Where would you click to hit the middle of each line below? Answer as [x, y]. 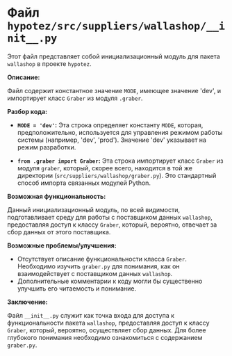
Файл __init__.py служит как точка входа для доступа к [91, 315]
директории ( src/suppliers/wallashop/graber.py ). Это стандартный [117, 175]
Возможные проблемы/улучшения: [62, 245]
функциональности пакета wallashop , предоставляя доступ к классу [108, 323]
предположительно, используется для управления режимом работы [120, 132]
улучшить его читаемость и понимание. [77, 288]
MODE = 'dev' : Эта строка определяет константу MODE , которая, [110, 125]
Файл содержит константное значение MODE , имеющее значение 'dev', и [114, 90]
